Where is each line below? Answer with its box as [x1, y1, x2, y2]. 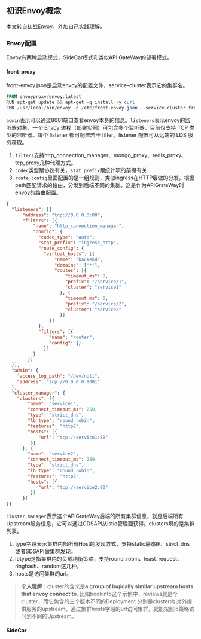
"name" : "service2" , [28, 451, 79, 457]
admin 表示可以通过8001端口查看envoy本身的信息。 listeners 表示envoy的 [6, 116, 185, 124]
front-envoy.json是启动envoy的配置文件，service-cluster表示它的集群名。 [6, 82, 188, 89]
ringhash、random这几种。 [14, 562, 82, 570]
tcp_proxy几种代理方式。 [14, 159, 77, 166]
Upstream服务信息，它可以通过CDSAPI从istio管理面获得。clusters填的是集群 [6, 520, 195, 527]
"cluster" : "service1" [65, 285, 121, 291]
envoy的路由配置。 [14, 189, 62, 196]
